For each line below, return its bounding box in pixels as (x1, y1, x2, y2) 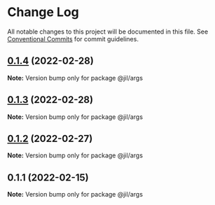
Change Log (7, 4, 79, 20)
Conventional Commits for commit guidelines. (7, 34, 139, 43)
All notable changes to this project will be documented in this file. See (7, 27, 209, 36)
